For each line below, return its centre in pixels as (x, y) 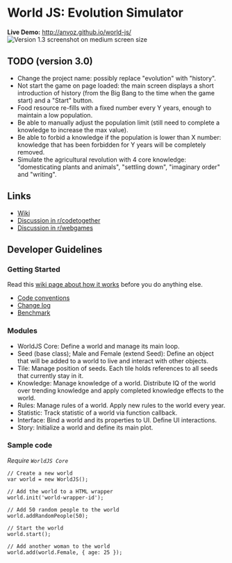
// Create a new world (40, 473)
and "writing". (37, 174)
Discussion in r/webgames (55, 228)
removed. (31, 152)
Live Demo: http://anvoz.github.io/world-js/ (69, 32)
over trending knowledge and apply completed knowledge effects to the (121, 390)
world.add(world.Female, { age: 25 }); (65, 552)
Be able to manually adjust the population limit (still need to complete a (118, 122)
